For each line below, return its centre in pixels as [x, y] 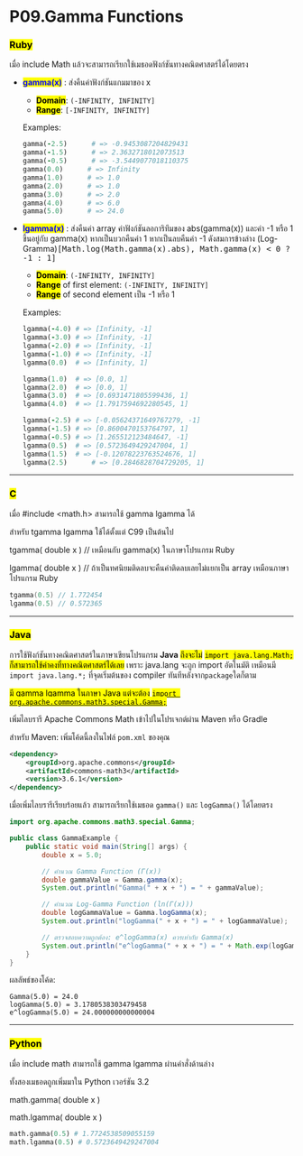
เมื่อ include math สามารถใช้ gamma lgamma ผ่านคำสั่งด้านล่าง [112, 1063]
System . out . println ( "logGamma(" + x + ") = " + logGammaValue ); [165, 921]
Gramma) [40, 249]
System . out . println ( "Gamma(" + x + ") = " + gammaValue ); [153, 888]
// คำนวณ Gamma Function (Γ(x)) [102, 871]
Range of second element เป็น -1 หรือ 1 [106, 294]
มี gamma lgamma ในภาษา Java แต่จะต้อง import [93, 693]
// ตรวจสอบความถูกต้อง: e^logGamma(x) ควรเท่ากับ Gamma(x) [138, 937]
